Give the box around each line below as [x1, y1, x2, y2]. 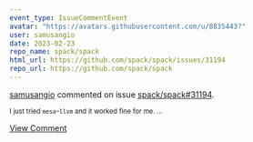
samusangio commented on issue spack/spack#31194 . [9, 88, 215, 100]
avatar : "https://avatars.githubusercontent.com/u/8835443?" [9, 22, 247, 31]
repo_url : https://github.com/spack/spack [9, 65, 173, 74]
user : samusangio [9, 30, 76, 39]
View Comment [9, 122, 67, 133]
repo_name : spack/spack [9, 47, 100, 56]
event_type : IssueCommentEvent [9, 13, 128, 23]
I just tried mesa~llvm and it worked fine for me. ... [9, 106, 164, 116]
